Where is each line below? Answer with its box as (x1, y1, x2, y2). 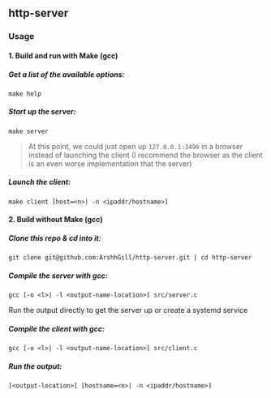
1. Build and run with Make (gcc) (8, 50, 118, 60)
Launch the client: (8, 178, 71, 187)
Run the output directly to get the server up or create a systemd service (8, 306, 248, 315)
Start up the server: (8, 107, 76, 117)
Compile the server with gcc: (8, 271, 108, 280)
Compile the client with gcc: (8, 323, 105, 333)
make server (8, 127, 49, 135)
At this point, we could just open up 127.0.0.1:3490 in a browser (28, 141, 243, 151)
